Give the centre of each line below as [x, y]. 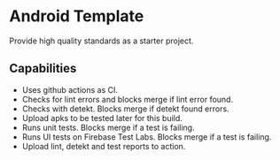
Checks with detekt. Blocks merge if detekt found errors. [125, 109]
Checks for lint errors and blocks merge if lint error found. [127, 99]
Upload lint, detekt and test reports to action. [104, 146]
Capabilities [43, 69]
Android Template [77, 16]
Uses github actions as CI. [70, 89]
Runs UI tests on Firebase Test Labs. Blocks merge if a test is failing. [147, 137]
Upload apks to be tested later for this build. [102, 118]
